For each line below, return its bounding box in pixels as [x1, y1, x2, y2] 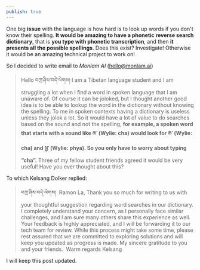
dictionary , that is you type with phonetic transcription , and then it [6, 38, 174, 45]
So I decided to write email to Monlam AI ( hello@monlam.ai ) [6, 62, 153, 69]
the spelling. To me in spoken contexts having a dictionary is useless [20, 108, 190, 115]
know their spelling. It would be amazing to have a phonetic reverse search [6, 31, 194, 39]
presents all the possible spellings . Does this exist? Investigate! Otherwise [6, 44, 191, 51]
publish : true [6, 8, 42, 15]
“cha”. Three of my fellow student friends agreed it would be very [20, 157, 183, 164]
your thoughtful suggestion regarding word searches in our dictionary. [20, 201, 194, 208]
